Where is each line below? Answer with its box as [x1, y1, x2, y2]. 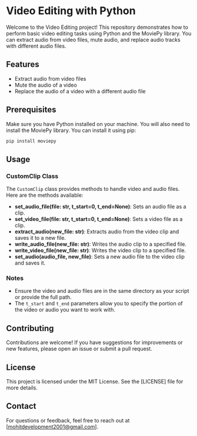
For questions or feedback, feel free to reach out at [6, 417, 130, 424]
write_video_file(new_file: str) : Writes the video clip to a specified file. [14, 247, 186, 254]
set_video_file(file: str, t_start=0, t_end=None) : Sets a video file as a [14, 216, 183, 223]
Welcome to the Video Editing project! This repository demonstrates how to [6, 24, 188, 31]
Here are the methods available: [6, 191, 84, 199]
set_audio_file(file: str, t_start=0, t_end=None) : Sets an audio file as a [14, 203, 186, 210]
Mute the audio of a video [14, 81, 78, 88]
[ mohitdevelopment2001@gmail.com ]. [6, 423, 99, 430]
